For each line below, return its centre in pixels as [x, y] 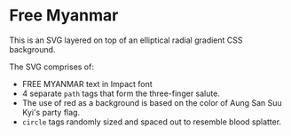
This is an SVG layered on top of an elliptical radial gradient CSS [126, 40]
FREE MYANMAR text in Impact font [87, 84]
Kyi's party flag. [51, 112]
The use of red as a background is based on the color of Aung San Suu [152, 102]
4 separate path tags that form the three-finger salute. [121, 93]
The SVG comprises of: [52, 67]
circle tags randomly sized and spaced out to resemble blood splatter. [152, 122]
